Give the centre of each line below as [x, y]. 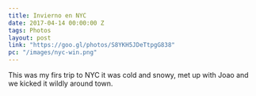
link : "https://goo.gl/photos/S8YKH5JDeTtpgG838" [92, 45]
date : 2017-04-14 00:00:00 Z [56, 23]
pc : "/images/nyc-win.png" [53, 52]
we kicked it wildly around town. [61, 83]
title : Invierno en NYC [48, 15]
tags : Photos [30, 30]
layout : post [30, 38]
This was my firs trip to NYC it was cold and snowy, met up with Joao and [128, 75]
